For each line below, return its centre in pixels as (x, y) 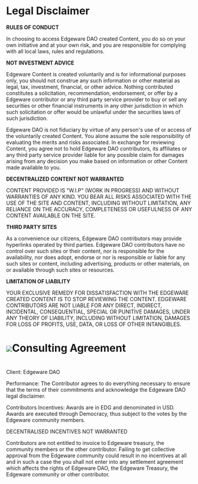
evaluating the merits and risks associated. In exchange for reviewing (90, 142)
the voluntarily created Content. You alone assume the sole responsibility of (98, 136)
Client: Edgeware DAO (33, 372)
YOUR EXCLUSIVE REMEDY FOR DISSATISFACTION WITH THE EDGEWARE (98, 293)
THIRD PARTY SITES (32, 227)
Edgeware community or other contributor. (58, 475)
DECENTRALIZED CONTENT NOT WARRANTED (65, 179)
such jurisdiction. (27, 118)
